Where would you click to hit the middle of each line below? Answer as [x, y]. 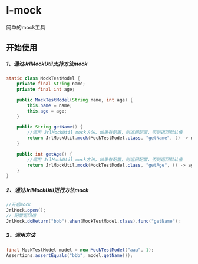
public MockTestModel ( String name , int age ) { [75, 100]
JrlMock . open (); [26, 210]
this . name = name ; [50, 105]
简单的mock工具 [26, 27]
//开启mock [19, 205]
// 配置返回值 [21, 216]
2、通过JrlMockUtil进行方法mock [47, 190]
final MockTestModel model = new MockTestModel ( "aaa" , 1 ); [80, 250]
